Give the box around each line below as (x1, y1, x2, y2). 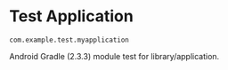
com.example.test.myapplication (9, 35, 129, 44)
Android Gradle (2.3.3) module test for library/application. (9, 51, 220, 61)
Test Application (9, 6, 134, 27)
